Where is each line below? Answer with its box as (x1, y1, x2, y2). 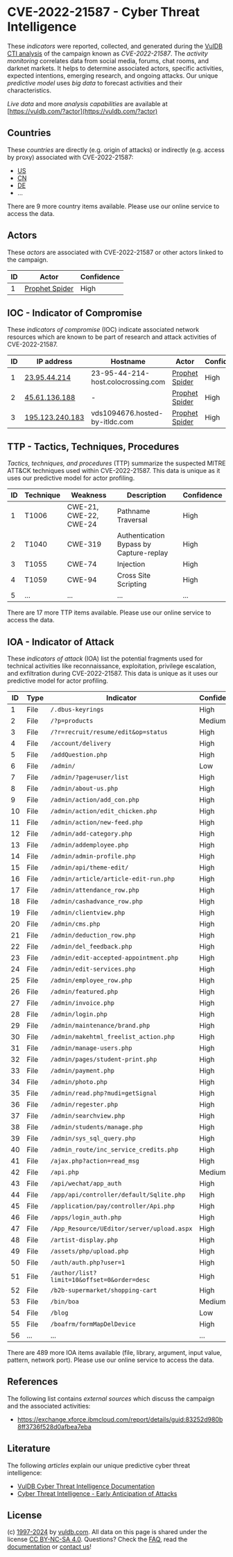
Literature (7, 1442, 51, 1455)
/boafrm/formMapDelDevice (50, 1320, 137, 1328)
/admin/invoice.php (50, 999, 115, 1007)
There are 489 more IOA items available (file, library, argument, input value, (7, 1349, 222, 1356)
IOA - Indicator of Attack (7, 636, 114, 648)
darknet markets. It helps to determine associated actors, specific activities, (7, 64, 224, 72)
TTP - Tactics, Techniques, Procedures (7, 440, 180, 452)
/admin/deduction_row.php (50, 931, 137, 939)
